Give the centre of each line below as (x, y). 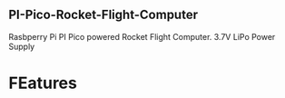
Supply (22, 46)
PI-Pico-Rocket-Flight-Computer (103, 15)
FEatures (43, 83)
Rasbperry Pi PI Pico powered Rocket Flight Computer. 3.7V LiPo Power (142, 36)
